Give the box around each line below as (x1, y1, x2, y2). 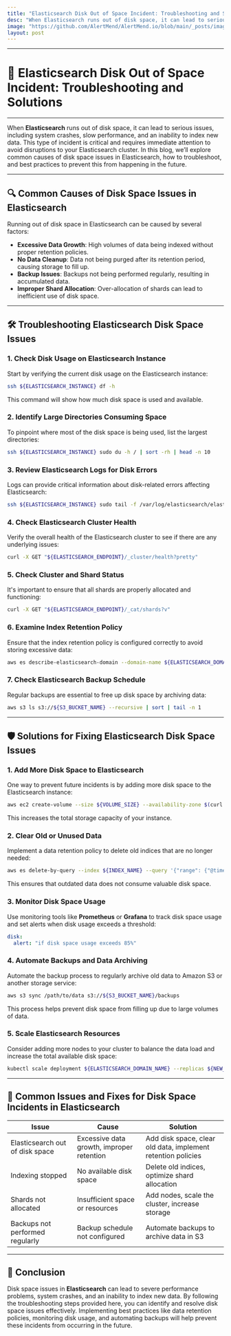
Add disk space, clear (145, 1133, 216, 1143)
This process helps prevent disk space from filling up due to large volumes (7, 1004, 219, 1013)
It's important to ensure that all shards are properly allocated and (7, 585, 191, 594)
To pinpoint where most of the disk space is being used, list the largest (7, 428, 208, 436)
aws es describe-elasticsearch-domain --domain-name (7, 658, 162, 666)
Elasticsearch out (10, 1138, 67, 1148)
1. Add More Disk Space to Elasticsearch (7, 765, 144, 775)
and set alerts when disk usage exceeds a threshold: (7, 920, 156, 928)
